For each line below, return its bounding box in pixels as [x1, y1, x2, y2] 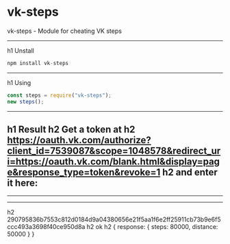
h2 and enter [162, 166, 218, 178]
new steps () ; [7, 98, 44, 105]
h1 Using [7, 78, 31, 86]
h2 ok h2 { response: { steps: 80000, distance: [86, 223, 218, 231]
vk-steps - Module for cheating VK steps [7, 27, 122, 35]
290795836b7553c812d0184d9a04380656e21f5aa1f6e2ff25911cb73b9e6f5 [7, 215, 221, 223]
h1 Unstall [7, 46, 34, 55]
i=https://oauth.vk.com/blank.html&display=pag [7, 156, 220, 167]
